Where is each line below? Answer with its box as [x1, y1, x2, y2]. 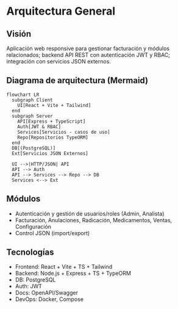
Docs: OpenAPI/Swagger [15, 289, 78, 297]
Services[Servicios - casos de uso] [17, 129, 111, 135]
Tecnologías [6, 247, 54, 258]
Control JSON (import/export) [15, 229, 90, 236]
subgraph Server [12, 113, 53, 119]
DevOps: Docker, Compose [15, 296, 84, 303]
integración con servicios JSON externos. [6, 58, 112, 65]
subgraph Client [12, 96, 53, 103]
